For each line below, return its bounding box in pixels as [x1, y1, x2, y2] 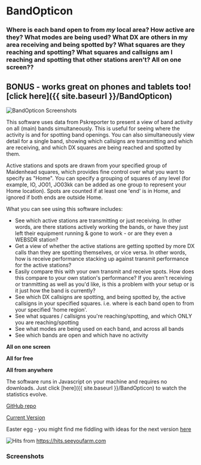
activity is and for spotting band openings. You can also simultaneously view [6, 131, 195, 138]
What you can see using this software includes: [6, 205, 123, 212]
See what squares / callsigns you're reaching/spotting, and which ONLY [14, 312, 193, 319]
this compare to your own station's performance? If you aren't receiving [14, 274, 193, 281]
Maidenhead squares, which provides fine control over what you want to [6, 168, 185, 175]
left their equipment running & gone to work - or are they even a [14, 230, 172, 237]
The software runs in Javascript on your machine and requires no [6, 378, 167, 385]
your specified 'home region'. [14, 306, 88, 313]
